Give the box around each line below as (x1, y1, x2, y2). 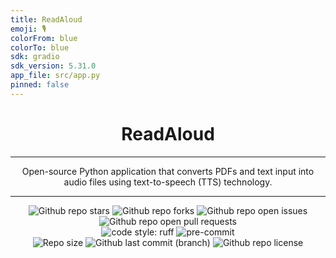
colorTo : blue (10, 42, 70, 53)
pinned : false (10, 80, 70, 90)
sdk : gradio (10, 52, 60, 62)
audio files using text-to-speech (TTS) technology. (63, 176, 273, 188)
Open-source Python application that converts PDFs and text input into (21, 165, 315, 177)
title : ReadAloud (10, 14, 83, 25)
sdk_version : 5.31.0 (10, 61, 97, 71)
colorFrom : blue (10, 33, 78, 43)
